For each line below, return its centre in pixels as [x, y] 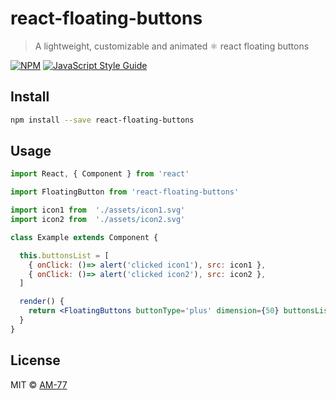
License [35, 360]
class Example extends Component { [84, 237]
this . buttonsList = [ [64, 255]
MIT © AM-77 [39, 384]
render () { [42, 302]
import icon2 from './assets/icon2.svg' [98, 220]
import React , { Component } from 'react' [100, 174]
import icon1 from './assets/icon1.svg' [98, 210]
